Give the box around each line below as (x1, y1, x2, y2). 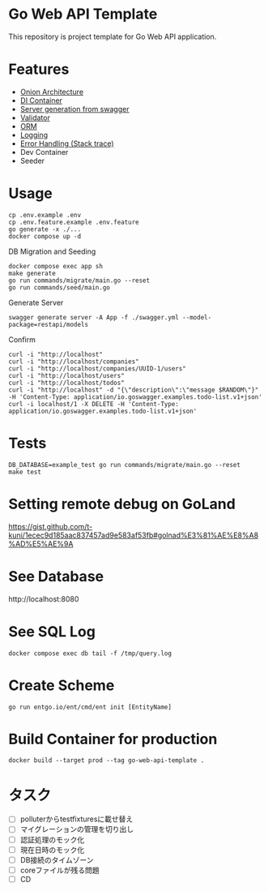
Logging (19, 130, 49, 139)
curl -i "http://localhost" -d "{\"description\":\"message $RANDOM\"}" (8, 386, 259, 394)
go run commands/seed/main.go (8, 283, 111, 292)
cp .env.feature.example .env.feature (8, 218, 139, 226)
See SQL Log (8, 622, 96, 640)
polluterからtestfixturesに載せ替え (19, 814, 134, 824)
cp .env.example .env (8, 211, 82, 219)
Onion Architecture (19, 87, 83, 96)
